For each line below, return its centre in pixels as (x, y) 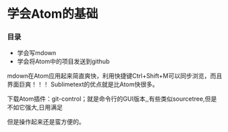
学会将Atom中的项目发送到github (63, 61)
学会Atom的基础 (53, 14)
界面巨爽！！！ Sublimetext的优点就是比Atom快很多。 (83, 84)
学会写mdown (37, 53)
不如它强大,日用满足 (35, 108)
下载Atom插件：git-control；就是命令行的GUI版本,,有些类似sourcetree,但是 (112, 99)
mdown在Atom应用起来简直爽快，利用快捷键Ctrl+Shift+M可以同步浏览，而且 (115, 76)
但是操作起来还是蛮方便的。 (46, 122)
